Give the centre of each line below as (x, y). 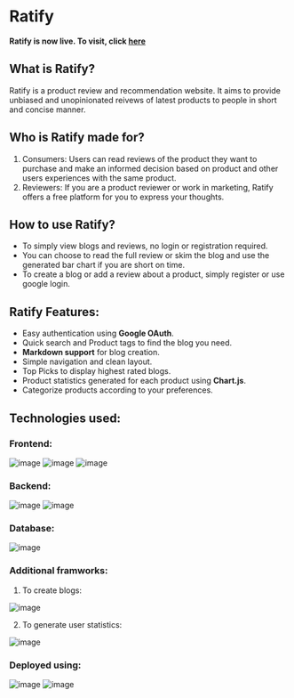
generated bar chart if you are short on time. (103, 265)
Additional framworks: (59, 571)
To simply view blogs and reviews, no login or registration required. (145, 246)
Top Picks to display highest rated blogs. (96, 371)
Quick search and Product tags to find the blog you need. (127, 343)
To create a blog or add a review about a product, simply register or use (153, 274)
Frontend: (31, 443)
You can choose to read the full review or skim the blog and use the (146, 256)
